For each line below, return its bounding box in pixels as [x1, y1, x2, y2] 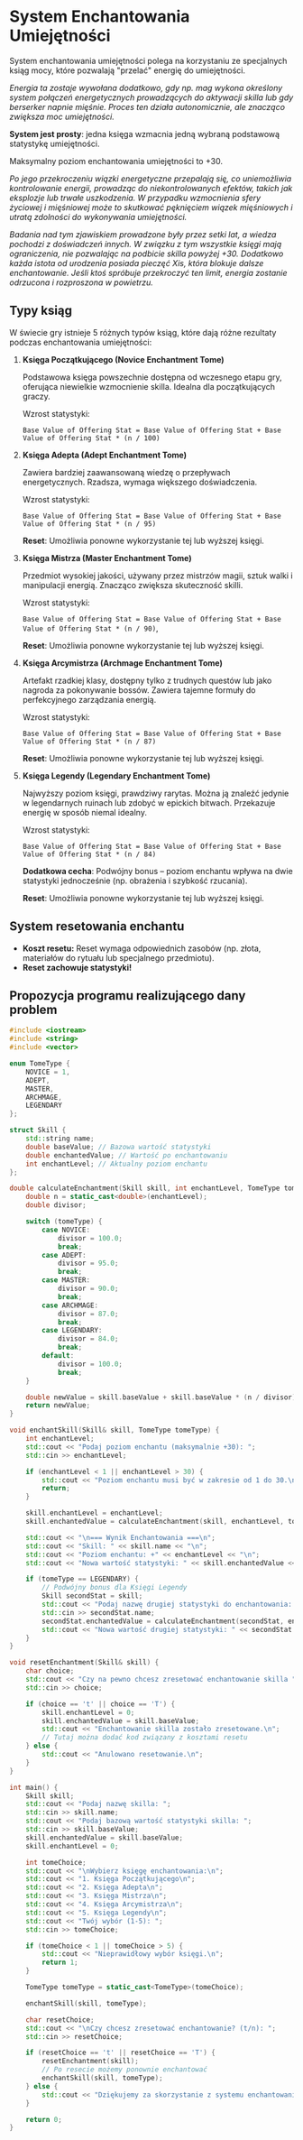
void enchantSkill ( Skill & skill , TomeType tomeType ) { [9, 1425, 220, 1435]
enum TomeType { [9, 1059, 70, 1068]
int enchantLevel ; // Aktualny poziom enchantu [25, 1159, 207, 1168]
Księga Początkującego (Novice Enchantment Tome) [22, 354, 225, 364]
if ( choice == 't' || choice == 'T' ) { [25, 1699, 176, 1709]
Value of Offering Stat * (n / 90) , [22, 623, 160, 633]
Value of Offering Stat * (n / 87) [22, 737, 157, 746]
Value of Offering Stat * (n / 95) [22, 519, 157, 529]
